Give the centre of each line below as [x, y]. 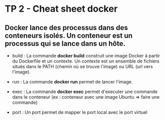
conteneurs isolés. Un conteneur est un [69, 35]
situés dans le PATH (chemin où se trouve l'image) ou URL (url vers [82, 66]
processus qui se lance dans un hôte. [65, 43]
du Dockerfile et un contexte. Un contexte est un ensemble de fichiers [86, 61]
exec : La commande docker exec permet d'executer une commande [85, 92]
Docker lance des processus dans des [66, 28]
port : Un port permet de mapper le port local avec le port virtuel [80, 112]
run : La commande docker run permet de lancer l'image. [72, 82]
